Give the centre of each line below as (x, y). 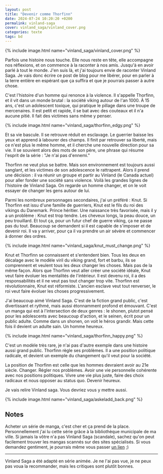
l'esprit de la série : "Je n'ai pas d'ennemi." (48, 155)
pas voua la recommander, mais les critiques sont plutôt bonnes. (70, 466)
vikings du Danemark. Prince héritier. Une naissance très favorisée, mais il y (81, 210)
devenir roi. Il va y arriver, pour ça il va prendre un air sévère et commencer (80, 231)
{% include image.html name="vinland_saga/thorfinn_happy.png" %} (74, 335)
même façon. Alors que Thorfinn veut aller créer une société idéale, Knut (78, 270)
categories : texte (24, 32)
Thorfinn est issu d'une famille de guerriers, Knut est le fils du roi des (74, 205)
